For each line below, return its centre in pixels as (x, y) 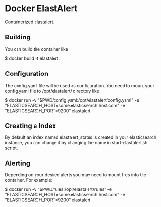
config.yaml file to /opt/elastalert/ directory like (52, 91)
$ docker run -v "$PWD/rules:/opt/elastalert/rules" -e (59, 189)
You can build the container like (36, 49)
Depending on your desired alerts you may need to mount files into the (76, 175)
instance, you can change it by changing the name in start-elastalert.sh (76, 143)
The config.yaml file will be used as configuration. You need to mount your (80, 85)
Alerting (18, 163)
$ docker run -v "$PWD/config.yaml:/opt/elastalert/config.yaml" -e (72, 100)
